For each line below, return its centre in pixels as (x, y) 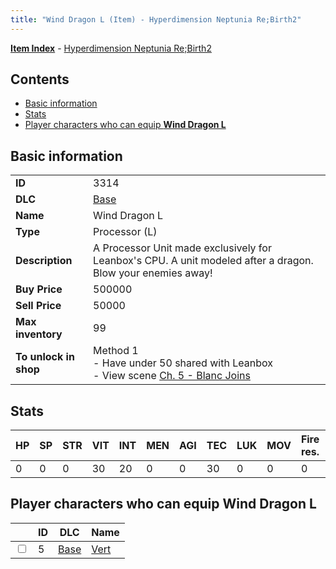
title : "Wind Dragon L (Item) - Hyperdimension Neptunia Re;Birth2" (156, 19)
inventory (39, 334)
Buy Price (39, 289)
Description (44, 261)
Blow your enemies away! (153, 273)
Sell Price (38, 306)
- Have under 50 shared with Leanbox (183, 363)
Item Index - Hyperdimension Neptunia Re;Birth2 (111, 48)
